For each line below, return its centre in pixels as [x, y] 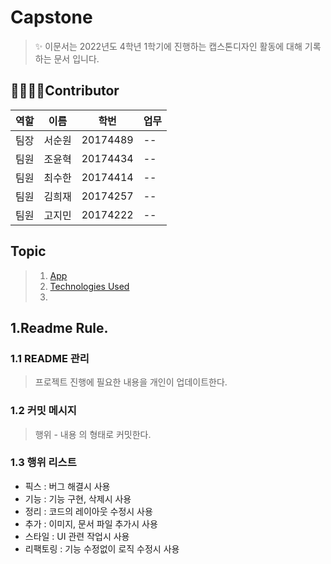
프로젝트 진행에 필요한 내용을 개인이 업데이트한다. [131, 382]
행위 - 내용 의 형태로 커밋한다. [93, 434]
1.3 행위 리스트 [43, 463]
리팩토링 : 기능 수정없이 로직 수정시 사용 [102, 548]
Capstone [51, 17]
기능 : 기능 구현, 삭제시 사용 [78, 498]
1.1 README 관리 [50, 358]
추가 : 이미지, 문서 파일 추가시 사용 [91, 523]
